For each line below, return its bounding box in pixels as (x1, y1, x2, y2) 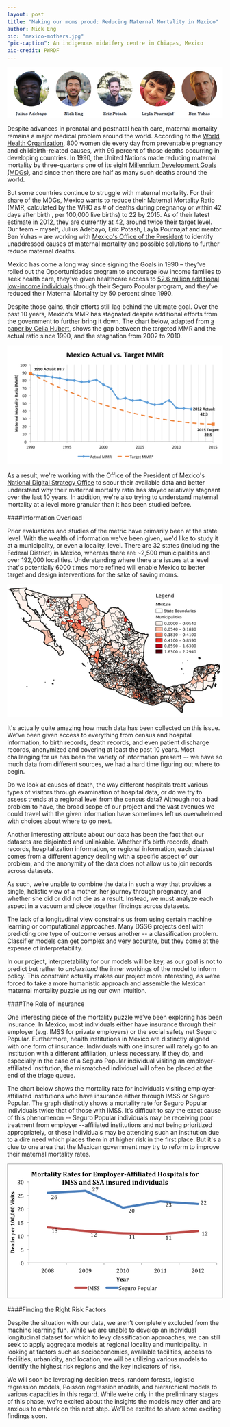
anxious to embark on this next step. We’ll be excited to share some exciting (7, 1404, 221, 1413)
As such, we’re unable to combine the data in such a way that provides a (7, 880, 212, 888)
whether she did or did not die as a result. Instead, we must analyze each (7, 894, 214, 903)
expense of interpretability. (7, 944, 84, 952)
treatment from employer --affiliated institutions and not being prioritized (7, 1121, 212, 1129)
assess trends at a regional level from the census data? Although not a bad (7, 795, 218, 804)
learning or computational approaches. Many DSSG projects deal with (7, 922, 204, 931)
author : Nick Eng (7, 25, 57, 32)
